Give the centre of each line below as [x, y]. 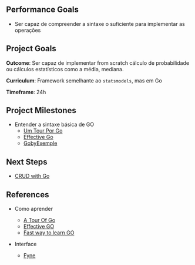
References [28, 195]
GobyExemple [40, 143]
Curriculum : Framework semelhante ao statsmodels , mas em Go [84, 80]
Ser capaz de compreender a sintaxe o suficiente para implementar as [100, 24]
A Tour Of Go [39, 220]
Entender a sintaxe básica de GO [54, 125]
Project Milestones [41, 110]
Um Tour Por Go [43, 131]
